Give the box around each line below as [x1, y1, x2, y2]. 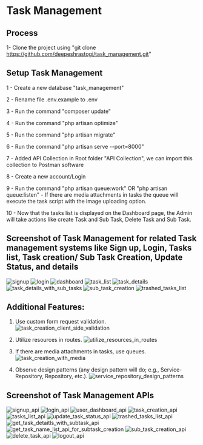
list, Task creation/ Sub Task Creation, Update [6, 253, 183, 263]
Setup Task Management [6, 68, 103, 78]
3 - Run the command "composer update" [6, 107, 111, 115]
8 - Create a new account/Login [6, 172, 86, 180]
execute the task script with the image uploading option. [6, 197, 147, 205]
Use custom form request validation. [15, 318, 106, 325]
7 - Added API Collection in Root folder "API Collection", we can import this [6, 154, 193, 161]
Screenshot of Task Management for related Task [6, 233, 197, 243]
